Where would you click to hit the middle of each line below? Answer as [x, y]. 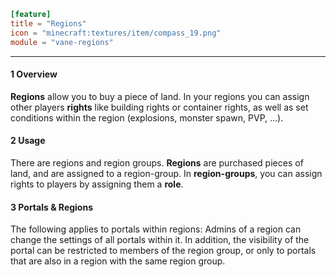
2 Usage [28, 141]
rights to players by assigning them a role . [97, 184]
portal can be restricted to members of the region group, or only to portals [163, 251]
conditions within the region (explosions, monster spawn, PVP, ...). [147, 117]
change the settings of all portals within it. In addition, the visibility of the [160, 240]
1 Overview [34, 74]
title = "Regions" [48, 23]
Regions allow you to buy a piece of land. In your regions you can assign [160, 96]
